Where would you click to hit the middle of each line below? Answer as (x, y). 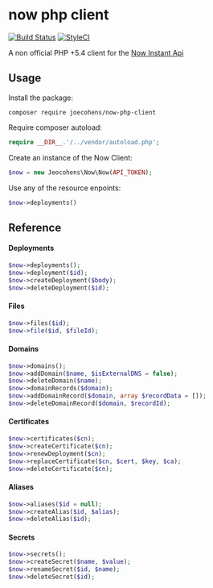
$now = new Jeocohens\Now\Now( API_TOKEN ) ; (80, 172)
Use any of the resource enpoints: (65, 188)
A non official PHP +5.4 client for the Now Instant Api (96, 52)
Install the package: (41, 98)
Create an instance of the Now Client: (70, 157)
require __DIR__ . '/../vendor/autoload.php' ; (84, 142)
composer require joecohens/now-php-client (82, 112)
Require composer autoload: (55, 127)
